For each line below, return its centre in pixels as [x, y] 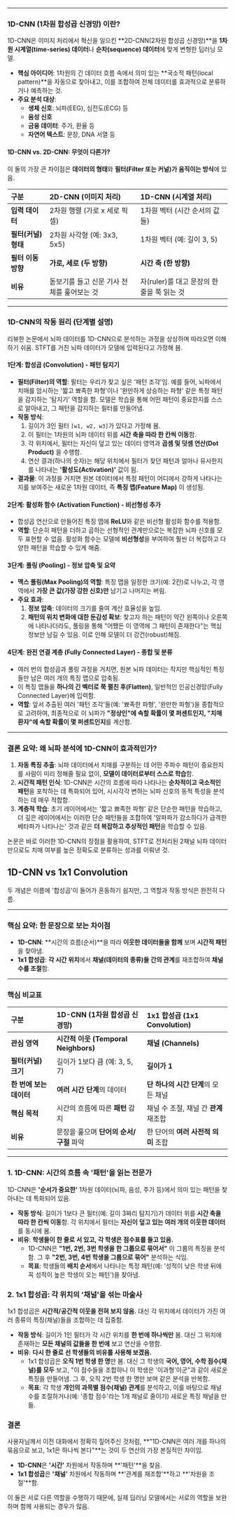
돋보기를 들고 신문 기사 [85, 281]
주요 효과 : [30, 599]
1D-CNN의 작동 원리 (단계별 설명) [60, 322]
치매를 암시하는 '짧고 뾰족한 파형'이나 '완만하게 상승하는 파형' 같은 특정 [113, 391]
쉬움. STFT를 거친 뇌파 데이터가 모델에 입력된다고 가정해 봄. [101, 347]
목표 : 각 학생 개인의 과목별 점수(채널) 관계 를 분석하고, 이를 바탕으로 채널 [125, 1387]
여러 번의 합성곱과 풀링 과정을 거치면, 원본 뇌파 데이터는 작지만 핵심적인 [114, 669]
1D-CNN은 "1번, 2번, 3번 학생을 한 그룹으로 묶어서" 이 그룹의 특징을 [120, 1248]
